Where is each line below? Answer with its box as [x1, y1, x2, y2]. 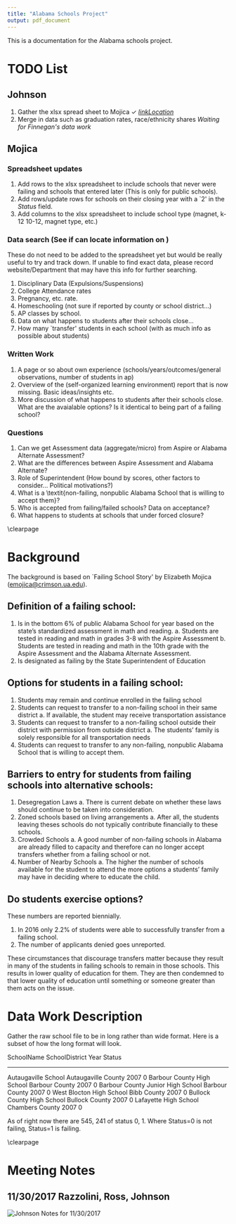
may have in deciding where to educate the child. [17, 873, 160, 881]
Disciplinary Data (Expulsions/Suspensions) [17, 279, 144, 288]
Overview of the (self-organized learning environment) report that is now [17, 380, 228, 389]
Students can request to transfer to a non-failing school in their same [17, 703, 218, 712]
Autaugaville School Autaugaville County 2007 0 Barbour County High [7, 1073, 211, 1082]
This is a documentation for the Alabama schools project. [7, 36, 173, 44]
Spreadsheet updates [7, 163, 83, 173]
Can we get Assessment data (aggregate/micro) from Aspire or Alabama [17, 444, 227, 453]
